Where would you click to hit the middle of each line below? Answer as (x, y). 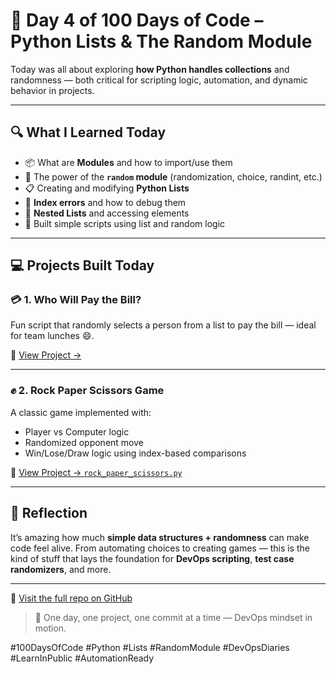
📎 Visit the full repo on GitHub (71, 598)
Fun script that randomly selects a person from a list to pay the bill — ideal (163, 325)
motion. (50, 628)
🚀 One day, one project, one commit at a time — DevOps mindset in (173, 617)
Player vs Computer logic (77, 431)
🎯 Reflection (49, 513)
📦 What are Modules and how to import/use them (128, 162)
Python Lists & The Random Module (161, 41)
